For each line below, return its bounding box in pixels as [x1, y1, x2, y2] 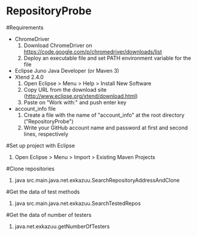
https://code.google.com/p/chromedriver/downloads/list [23, 48, 162, 55]
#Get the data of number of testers [6, 211, 92, 218]
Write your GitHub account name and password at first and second [23, 124, 188, 131]
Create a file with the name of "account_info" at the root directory [23, 111, 185, 119]
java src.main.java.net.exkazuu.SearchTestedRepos [14, 200, 141, 207]
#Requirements [6, 24, 43, 31]
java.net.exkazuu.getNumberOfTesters [14, 222, 110, 230]
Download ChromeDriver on [23, 42, 92, 49]
